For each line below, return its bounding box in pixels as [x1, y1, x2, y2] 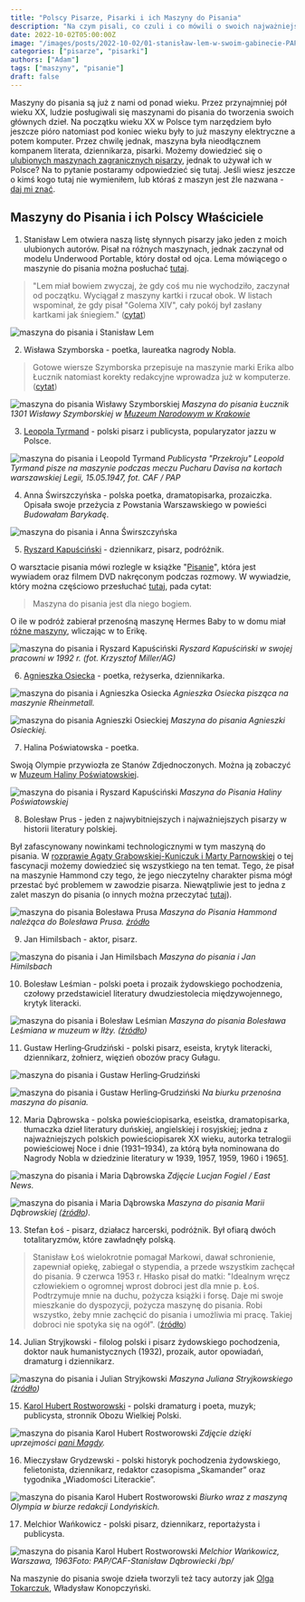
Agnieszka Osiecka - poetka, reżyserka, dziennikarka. [23, 670, 225, 681]
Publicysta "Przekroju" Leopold [167, 453, 284, 463]
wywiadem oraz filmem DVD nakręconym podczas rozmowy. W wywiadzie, [10, 571, 291, 582]
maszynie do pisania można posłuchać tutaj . [23, 262, 189, 273]
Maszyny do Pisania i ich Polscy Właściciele [10, 210, 264, 225]
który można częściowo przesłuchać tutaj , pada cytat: [10, 580, 212, 591]
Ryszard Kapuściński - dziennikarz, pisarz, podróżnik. [23, 544, 224, 555]
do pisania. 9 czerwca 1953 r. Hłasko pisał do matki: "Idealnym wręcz [32, 1271, 291, 1282]
